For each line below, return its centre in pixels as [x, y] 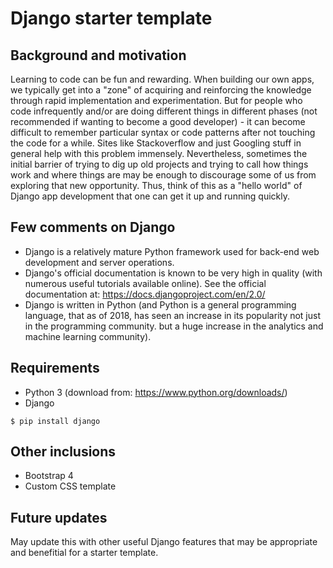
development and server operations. [99, 262]
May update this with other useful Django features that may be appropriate [164, 542]
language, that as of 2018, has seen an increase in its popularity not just [173, 315]
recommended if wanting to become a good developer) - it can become [158, 121]
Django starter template [111, 18]
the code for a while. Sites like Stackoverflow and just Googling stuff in [156, 143]
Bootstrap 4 [49, 476]
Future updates [59, 517]
